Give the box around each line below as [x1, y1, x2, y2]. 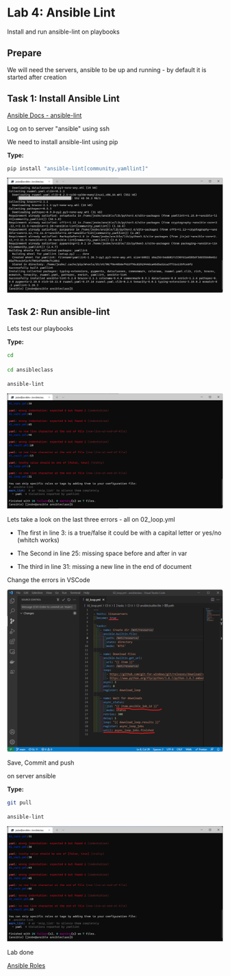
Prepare [7, 47, 42, 59]
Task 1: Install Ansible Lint [7, 93, 120, 104]
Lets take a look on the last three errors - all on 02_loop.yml [7, 515, 176, 523]
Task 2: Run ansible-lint [7, 306, 110, 318]
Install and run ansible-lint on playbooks [7, 27, 120, 36]
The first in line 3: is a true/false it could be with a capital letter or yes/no [16, 528, 222, 537]
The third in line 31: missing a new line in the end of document [16, 562, 192, 570]
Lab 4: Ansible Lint [7, 5, 116, 21]
